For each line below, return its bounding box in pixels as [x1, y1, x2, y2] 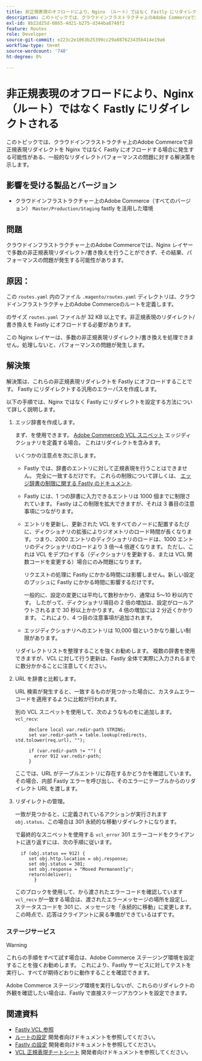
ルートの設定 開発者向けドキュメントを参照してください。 [14, 1033, 159, 1040]
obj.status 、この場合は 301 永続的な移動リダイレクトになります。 [14, 818, 180, 825]
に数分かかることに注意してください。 [14, 662, 110, 669]
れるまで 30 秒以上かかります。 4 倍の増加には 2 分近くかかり [40, 606, 194, 613]
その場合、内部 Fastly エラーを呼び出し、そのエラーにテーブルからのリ [14, 777, 191, 785]
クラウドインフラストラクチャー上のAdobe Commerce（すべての [14, 197, 176, 205]
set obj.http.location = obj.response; [28, 855, 129, 862]
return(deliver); [28, 871, 72, 878]
